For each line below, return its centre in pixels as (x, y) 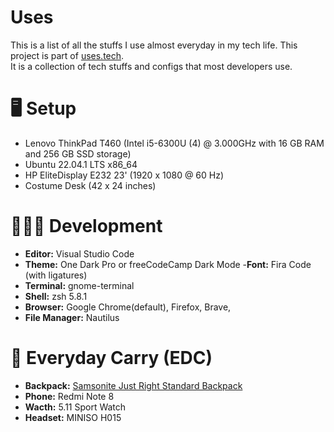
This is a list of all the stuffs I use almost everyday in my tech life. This (154, 45)
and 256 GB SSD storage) (78, 153)
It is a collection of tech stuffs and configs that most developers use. (151, 66)
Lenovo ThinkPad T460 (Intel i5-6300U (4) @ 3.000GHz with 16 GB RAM (174, 143)
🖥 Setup (43, 108)
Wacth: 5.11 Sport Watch (75, 407)
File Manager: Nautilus (72, 317)
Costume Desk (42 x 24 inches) (90, 185)
